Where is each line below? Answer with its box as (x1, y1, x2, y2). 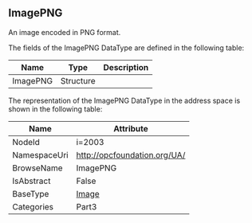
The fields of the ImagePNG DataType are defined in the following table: (8, 43, 245, 53)
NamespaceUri (12, 149, 69, 160)
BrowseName (12, 162, 63, 174)
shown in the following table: (8, 104, 103, 114)
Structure (60, 75, 96, 86)
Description (103, 61, 149, 72)
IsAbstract (12, 175, 51, 186)
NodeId (12, 136, 40, 147)
